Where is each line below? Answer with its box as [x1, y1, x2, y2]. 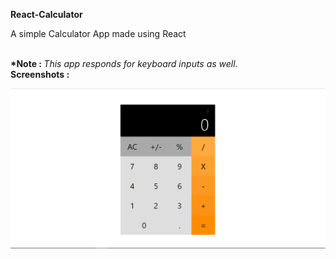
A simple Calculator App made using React [10, 28, 187, 39]
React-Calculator [10, 9, 83, 20]
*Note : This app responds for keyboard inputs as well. [10, 58, 238, 69]
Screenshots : [10, 69, 70, 80]
